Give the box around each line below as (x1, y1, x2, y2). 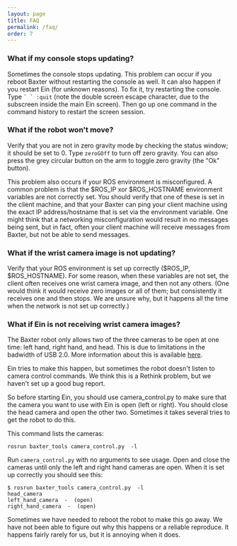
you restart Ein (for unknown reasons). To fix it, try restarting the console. (7, 84, 221, 93)
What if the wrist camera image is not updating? (7, 247, 175, 257)
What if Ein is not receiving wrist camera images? (7, 320, 180, 330)
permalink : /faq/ (7, 23, 59, 30)
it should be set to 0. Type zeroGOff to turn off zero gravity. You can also (7, 148, 218, 157)
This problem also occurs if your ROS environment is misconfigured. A (7, 177, 212, 186)
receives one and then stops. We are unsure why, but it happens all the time (7, 294, 229, 303)
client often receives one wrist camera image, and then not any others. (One (7, 279, 230, 288)
